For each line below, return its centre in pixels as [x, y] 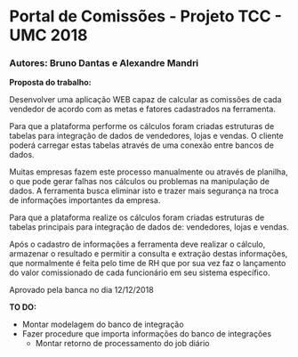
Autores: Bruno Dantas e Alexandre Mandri [104, 63]
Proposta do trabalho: [50, 83]
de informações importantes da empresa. [85, 200]
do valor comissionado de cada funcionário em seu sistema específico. [140, 272]
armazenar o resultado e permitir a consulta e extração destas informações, [149, 254]
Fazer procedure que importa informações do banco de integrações [147, 334]
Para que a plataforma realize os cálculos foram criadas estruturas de [137, 218]
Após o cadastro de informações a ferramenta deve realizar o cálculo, [137, 244]
